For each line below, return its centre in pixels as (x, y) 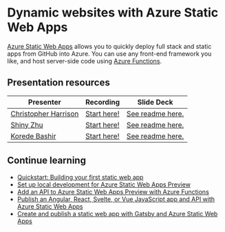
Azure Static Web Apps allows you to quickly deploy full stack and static (109, 46)
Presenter (45, 102)
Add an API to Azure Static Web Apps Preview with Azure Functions (113, 191)
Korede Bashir (33, 136)
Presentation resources (58, 83)
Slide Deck (155, 102)
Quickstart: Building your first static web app (80, 177)
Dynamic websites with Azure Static (113, 13)
